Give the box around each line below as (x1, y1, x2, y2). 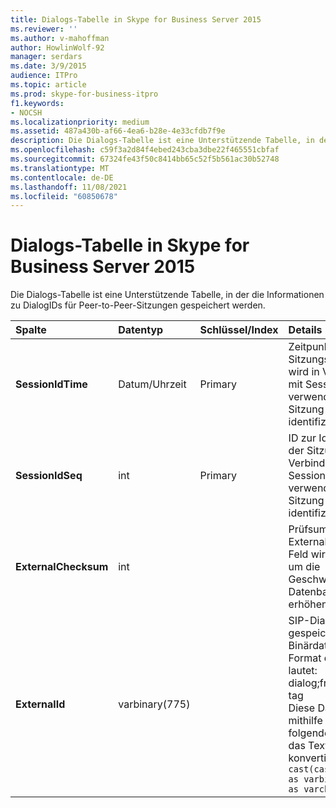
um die (288, 560, 321, 574)
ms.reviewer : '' (10, 24, 78, 34)
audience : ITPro (10, 71, 78, 81)
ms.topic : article (10, 80, 87, 90)
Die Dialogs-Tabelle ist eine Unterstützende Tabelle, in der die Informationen (10, 289, 325, 301)
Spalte (15, 323, 47, 337)
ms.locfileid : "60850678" (10, 191, 118, 201)
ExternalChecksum (15, 560, 109, 574)
